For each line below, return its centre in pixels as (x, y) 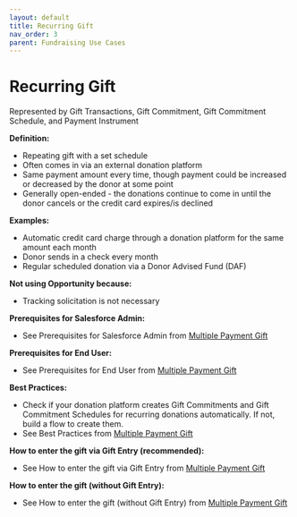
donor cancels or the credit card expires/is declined (117, 203)
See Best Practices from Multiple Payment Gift (107, 434)
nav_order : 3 (34, 34)
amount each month (59, 248)
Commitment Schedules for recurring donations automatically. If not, (148, 415)
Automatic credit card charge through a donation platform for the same (153, 238)
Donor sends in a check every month (90, 257)
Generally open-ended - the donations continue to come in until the (146, 194)
